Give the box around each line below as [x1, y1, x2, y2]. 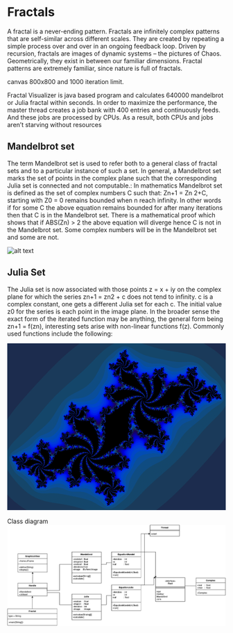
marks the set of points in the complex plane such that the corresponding [7, 174, 217, 182]
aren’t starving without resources [7, 120, 102, 129]
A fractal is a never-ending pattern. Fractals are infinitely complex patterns [7, 27, 220, 35]
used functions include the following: [7, 329, 113, 338]
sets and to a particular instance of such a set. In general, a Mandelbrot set [7, 166, 222, 174]
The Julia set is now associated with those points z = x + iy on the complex [7, 285, 222, 293]
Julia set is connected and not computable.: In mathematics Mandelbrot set [7, 181, 223, 190]
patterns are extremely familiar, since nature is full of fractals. [7, 64, 182, 72]
